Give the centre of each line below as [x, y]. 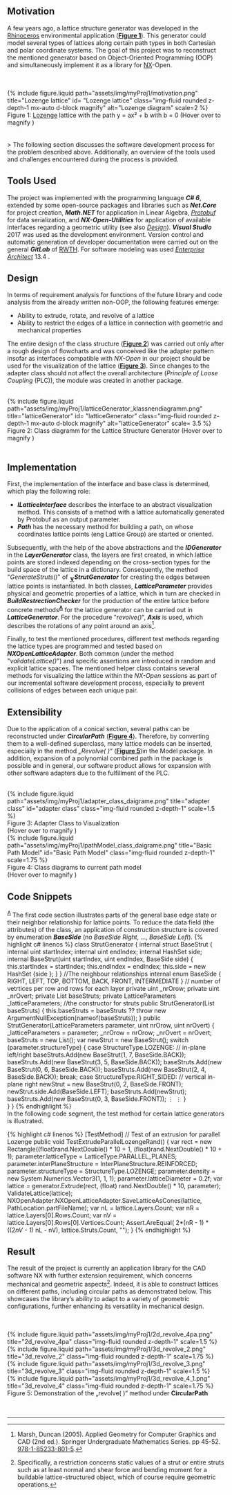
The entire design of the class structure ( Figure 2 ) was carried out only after [116, 344]
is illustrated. [25, 1120]
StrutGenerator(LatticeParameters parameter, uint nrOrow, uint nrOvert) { [111, 1025]
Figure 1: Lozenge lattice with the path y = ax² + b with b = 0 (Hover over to [114, 115]
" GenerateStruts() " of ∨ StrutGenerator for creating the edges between [109, 578]
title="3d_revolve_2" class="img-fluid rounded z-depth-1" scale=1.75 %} [110, 1357]
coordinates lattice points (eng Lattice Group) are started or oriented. [115, 534]
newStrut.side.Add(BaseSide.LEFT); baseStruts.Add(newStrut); [97, 1091]
